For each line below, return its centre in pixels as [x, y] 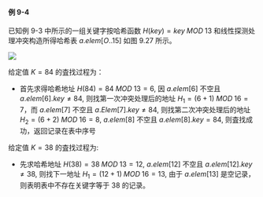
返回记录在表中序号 [65, 130]
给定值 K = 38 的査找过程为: [54, 147]
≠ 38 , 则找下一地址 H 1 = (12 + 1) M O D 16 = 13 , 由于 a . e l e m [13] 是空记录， [137, 175]
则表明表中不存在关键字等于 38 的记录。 [84, 185]
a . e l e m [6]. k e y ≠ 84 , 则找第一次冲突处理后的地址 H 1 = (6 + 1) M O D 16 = [134, 100]
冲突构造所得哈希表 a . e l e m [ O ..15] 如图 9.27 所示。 [95, 41]
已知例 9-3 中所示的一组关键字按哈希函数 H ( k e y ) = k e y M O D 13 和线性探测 [128, 31]
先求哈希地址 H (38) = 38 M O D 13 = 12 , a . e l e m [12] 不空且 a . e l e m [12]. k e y [136, 164]
